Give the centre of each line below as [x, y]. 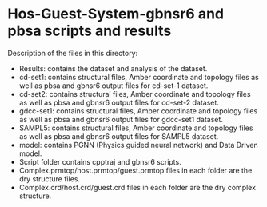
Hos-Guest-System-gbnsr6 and [116, 14]
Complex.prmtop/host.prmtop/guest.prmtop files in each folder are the [135, 170]
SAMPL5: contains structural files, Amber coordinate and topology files [136, 128]
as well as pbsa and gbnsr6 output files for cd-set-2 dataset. [119, 102]
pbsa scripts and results [90, 31]
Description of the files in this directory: [73, 53]
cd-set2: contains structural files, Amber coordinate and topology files [135, 94]
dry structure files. [50, 179]
